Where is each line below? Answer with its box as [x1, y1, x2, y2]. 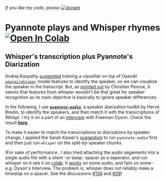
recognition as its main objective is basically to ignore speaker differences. [5, 94, 158, 100]
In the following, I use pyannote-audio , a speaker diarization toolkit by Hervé [5, 104, 160, 110]
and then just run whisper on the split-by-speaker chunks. [5, 140, 123, 146]
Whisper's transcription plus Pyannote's [5, 52, 133, 60]
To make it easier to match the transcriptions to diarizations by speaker [5, 129, 150, 135]
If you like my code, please [5, 5, 60, 10]
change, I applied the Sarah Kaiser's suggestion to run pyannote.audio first [5, 134, 158, 140]
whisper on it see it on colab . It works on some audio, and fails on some [5, 160, 152, 166]
